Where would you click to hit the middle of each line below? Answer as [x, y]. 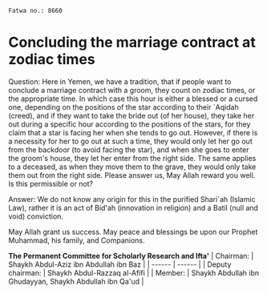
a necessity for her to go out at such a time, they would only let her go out [130, 141]
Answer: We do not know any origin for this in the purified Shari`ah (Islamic [132, 199]
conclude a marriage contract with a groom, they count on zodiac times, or [132, 90]
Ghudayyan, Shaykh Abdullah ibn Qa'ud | [76, 281]
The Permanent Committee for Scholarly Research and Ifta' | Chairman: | [131, 256]
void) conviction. [36, 216]
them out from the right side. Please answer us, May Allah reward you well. [132, 175]
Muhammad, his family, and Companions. [77, 240]
